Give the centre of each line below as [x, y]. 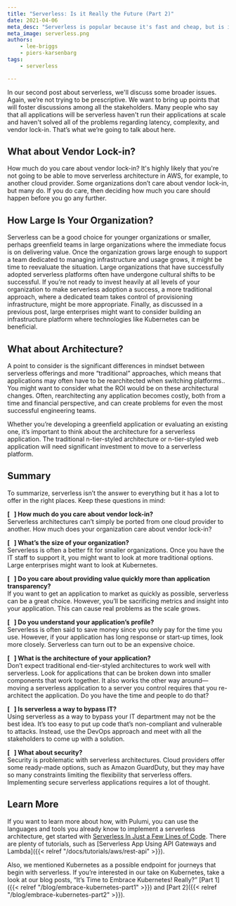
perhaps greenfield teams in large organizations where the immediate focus [117, 245]
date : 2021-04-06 [33, 20]
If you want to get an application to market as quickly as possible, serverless [118, 593]
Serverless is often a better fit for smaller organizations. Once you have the [116, 550]
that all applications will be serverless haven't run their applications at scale [117, 114]
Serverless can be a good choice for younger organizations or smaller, [109, 237]
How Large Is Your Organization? [80, 220]
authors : [20, 40]
